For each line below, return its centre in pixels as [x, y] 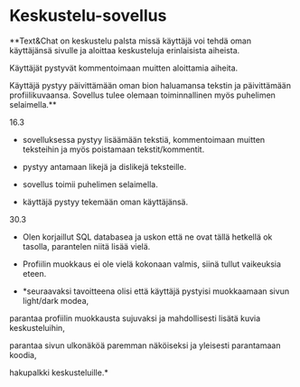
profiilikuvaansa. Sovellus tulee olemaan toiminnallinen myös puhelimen [142, 95]
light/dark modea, [56, 300]
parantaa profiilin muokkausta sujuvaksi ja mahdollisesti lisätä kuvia [135, 318]
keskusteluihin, [37, 327]
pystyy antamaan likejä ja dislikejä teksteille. [104, 166]
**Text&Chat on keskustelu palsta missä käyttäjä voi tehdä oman [130, 41]
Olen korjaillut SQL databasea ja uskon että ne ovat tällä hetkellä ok [147, 237]
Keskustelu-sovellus [88, 16]
